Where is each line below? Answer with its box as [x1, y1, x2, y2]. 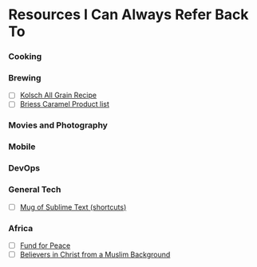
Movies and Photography [8, 120, 108, 131]
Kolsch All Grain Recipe [19, 90, 97, 100]
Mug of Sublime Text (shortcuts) [19, 202, 127, 212]
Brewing [8, 73, 42, 84]
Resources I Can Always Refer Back [8, 6, 249, 24]
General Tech [8, 184, 61, 195]
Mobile [8, 141, 36, 152]
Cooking [8, 51, 42, 62]
